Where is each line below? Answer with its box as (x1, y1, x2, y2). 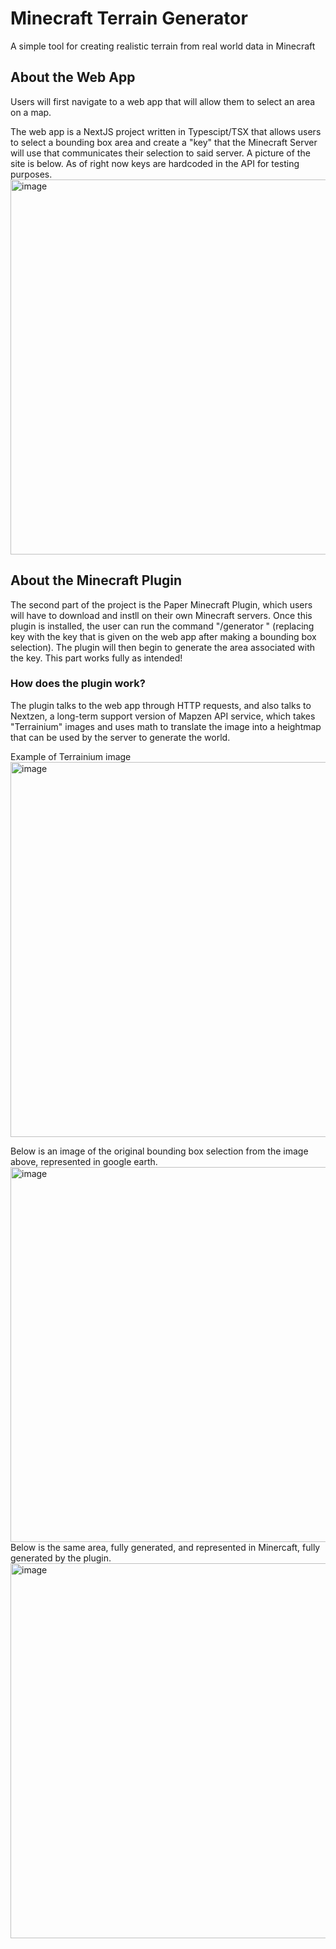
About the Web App (10, 69, 136, 86)
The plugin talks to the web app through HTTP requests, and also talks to (10, 699, 312, 711)
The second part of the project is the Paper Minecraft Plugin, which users (10, 598, 313, 611)
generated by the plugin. (10, 1552, 112, 1564)
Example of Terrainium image (10, 750, 132, 762)
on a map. (10, 106, 52, 118)
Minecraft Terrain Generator (10, 7, 248, 30)
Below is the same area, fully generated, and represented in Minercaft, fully (10, 1541, 321, 1553)
